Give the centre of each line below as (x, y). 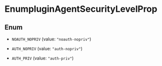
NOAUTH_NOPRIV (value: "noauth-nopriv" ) (51, 39)
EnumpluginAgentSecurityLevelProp (81, 9)
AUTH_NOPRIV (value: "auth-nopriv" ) (47, 49)
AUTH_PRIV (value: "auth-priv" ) (43, 58)
